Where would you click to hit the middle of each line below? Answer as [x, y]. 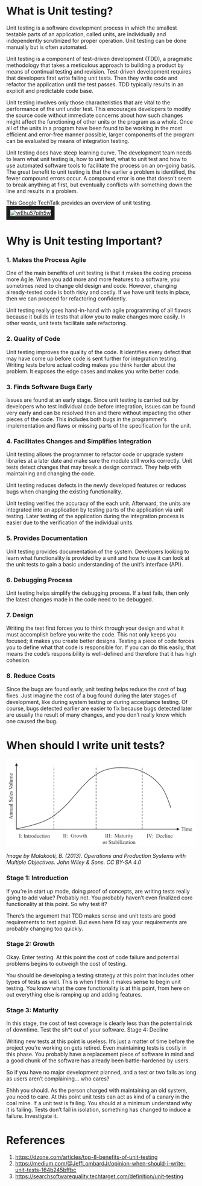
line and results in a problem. [42, 191]
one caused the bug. [32, 721]
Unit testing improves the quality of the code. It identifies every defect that [99, 352]
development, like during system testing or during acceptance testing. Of [97, 702]
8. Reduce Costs [31, 676]
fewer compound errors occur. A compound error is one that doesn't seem [99, 178]
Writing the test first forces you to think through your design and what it [95, 628]
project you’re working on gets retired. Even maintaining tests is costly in [96, 1048]
